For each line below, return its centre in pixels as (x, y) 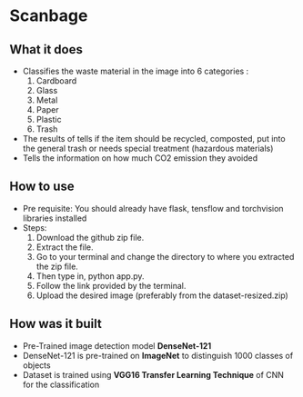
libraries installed (55, 218)
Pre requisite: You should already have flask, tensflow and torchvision (153, 208)
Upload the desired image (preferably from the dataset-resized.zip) (162, 295)
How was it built (56, 324)
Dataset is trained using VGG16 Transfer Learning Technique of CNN (153, 374)
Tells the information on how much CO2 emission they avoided (140, 158)
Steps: (35, 227)
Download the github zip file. (90, 237)
